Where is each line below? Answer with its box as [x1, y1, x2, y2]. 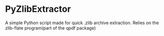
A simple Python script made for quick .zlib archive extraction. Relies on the [5, 20, 159, 26]
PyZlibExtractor [5, 3, 71, 15]
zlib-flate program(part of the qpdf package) [5, 25, 96, 31]
